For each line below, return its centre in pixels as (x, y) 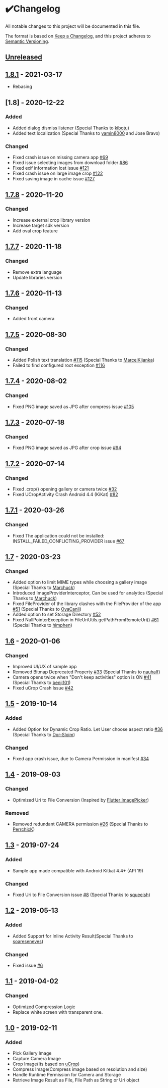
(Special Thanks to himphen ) (42, 625)
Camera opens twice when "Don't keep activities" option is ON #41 (82, 677)
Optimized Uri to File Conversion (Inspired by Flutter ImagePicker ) (81, 800)
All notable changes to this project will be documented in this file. (73, 26)
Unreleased (24, 57)
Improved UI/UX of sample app (45, 666)
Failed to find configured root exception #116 (59, 365)
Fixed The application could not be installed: (58, 535)
